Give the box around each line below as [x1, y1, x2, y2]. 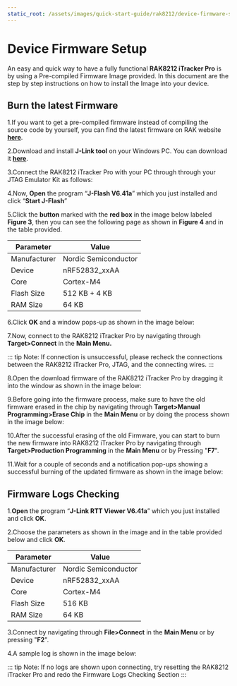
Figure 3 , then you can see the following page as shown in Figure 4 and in [7, 218, 224, 227]
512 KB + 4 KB [62, 289, 113, 299]
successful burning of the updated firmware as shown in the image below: [7, 467, 224, 476]
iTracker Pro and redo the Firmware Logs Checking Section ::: [7, 670, 187, 679]
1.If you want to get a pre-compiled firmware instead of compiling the [7, 118, 209, 127]
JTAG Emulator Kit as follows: [7, 176, 93, 184]
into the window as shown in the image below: [7, 382, 142, 390]
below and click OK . [7, 536, 66, 544]
